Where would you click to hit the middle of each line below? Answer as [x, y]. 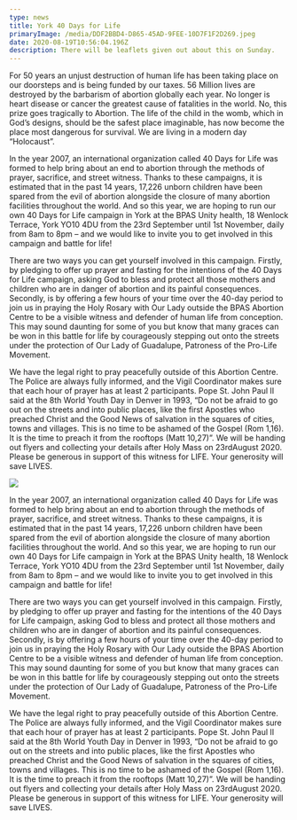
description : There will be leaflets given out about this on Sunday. [142, 51]
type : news [29, 17]
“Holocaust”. [32, 142]
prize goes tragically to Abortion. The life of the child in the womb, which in [146, 113]
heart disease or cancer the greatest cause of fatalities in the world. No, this [148, 104]
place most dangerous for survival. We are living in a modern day [128, 132]
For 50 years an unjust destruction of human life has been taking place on [144, 75]
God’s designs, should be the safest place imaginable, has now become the [147, 123]
